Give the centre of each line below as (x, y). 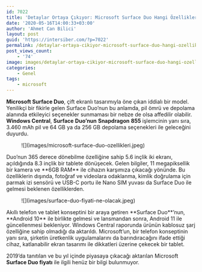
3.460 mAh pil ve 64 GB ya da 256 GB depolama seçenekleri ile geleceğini (99, 127)
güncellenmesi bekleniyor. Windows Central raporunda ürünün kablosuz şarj (101, 225)
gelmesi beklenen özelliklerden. (45, 189)
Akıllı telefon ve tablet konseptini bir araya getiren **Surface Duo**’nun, (96, 212)
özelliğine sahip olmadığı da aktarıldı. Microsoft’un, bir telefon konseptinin (97, 231)
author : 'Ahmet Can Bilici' (41, 29)
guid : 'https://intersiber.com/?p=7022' (58, 40)
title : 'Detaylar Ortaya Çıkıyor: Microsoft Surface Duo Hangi (87, 17)
